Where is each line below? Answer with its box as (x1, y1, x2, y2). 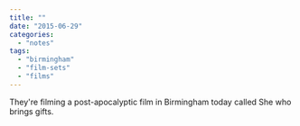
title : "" (9, 13, 47, 22)
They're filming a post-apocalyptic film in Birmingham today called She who (9, 96, 292, 107)
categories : (9, 30, 54, 39)
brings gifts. (9, 105, 54, 117)
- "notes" (17, 38, 54, 48)
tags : (9, 47, 30, 56)
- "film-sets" (17, 64, 70, 73)
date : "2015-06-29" (9, 22, 83, 31)
